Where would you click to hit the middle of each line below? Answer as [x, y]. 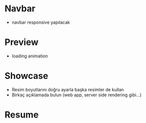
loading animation [30, 56]
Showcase [27, 76]
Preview [22, 42]
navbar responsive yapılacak [41, 22]
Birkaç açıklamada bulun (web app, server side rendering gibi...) [77, 95]
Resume [22, 115]
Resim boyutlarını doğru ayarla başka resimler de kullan [68, 89]
